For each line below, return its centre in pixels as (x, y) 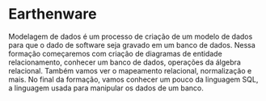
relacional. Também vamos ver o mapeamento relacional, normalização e (130, 70)
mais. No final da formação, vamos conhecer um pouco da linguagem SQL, (133, 79)
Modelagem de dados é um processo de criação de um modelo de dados (131, 36)
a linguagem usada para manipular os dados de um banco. (106, 88)
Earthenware (53, 14)
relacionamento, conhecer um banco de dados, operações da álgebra (125, 62)
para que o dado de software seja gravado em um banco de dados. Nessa (132, 44)
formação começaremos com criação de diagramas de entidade (115, 53)
